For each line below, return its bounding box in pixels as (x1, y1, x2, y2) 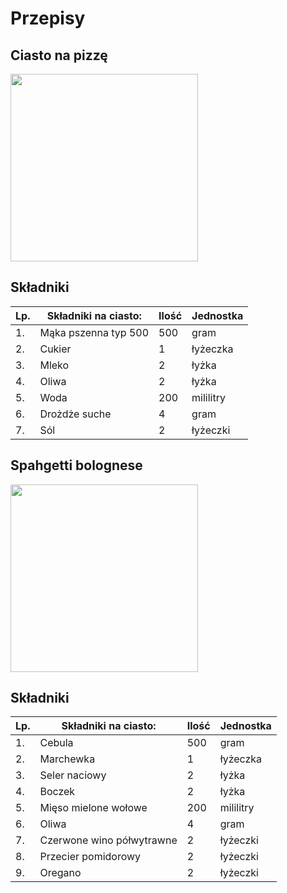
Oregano (39, 866, 82, 880)
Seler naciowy (39, 768, 107, 782)
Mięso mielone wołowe (39, 801, 148, 815)
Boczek (39, 785, 76, 799)
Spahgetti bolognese (10, 457, 143, 474)
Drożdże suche (39, 407, 112, 421)
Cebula (39, 736, 74, 750)
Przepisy (10, 7, 86, 30)
